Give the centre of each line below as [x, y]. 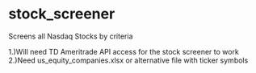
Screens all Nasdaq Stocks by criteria [71, 36]
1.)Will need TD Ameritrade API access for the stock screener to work [124, 51]
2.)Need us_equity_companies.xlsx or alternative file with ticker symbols [128, 60]
